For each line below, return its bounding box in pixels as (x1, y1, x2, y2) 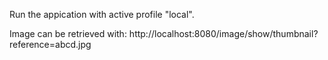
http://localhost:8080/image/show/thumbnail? (128, 28, 319, 39)
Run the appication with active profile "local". (9, 9, 195, 20)
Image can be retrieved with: (9, 28, 127, 39)
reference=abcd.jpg (9, 39, 92, 50)
